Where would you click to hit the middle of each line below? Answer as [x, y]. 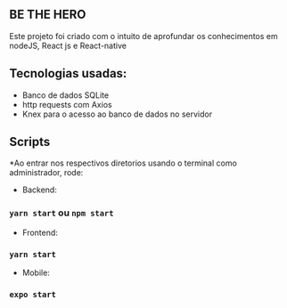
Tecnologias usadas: [68, 73]
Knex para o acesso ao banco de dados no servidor [117, 114]
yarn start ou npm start [61, 213]
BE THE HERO [48, 15]
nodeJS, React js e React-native [68, 45]
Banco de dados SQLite [66, 95]
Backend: [40, 190]
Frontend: [40, 232]
